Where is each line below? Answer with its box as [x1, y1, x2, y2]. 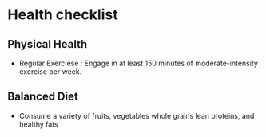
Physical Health [7, 37, 88, 51]
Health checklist [7, 6, 118, 24]
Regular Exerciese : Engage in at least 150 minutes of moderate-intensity [18, 58, 259, 68]
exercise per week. [18, 67, 82, 76]
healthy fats [18, 119, 58, 129]
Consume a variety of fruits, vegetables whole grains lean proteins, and [18, 111, 255, 120]
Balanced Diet [7, 90, 79, 104]
